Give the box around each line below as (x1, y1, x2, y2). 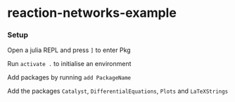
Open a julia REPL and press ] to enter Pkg (7, 46, 132, 54)
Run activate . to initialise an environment (7, 60, 132, 68)
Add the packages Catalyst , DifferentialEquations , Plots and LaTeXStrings (7, 87, 229, 96)
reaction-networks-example (7, 5, 177, 21)
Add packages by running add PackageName (7, 73, 132, 82)
